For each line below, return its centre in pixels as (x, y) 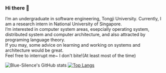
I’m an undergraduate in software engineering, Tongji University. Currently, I (83, 19)
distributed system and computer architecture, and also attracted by (75, 35)
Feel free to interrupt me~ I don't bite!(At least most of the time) (70, 56)
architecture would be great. (34, 50)
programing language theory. (35, 40)
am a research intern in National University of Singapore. (64, 24)
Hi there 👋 (17, 8)
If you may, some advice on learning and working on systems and (73, 45)
